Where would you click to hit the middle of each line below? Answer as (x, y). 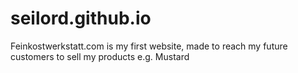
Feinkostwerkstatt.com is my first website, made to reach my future (149, 46)
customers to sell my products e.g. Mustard (100, 56)
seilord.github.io (81, 18)
